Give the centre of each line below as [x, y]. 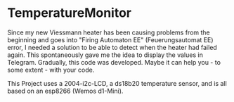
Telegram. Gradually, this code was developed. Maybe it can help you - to [114, 62]
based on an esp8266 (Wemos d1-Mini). [65, 91]
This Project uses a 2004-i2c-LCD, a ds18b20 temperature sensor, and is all [117, 83]
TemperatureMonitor [70, 13]
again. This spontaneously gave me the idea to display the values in [105, 55]
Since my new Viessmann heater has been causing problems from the [109, 32]
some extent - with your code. [51, 70]
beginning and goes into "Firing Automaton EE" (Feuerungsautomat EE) [110, 39]
